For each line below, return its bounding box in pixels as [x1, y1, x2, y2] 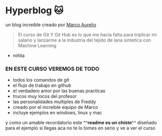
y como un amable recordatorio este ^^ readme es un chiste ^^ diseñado [5, 120, 157, 126]
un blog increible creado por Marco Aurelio [5, 22, 97, 28]
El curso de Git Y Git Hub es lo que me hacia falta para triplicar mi [17, 31, 157, 37]
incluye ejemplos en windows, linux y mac [12, 110, 102, 116]
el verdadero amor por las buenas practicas [12, 88, 105, 94]
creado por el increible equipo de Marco [12, 104, 98, 110]
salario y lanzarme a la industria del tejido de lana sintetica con [17, 37, 151, 43]
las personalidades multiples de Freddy [12, 99, 96, 105]
